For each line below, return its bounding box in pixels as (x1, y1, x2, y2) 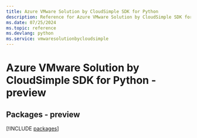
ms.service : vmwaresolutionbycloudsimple (6, 36, 109, 42)
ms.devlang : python (6, 31, 54, 36)
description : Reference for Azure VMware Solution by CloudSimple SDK (6, 14, 182, 20)
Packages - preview (6, 109, 80, 119)
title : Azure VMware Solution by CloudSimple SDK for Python (6, 8, 159, 15)
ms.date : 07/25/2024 (6, 19, 57, 25)
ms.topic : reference (6, 25, 57, 31)
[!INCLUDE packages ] (6, 125, 59, 132)
